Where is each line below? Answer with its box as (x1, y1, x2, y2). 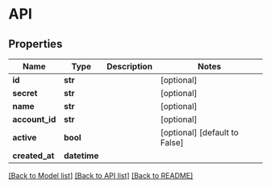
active (12, 132, 37, 143)
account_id (12, 114, 56, 125)
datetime (64, 150, 99, 161)
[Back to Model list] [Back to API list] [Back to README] (8, 171, 194, 180)
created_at (12, 150, 55, 161)
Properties (8, 37, 63, 51)
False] (160, 137, 184, 148)
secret (12, 88, 38, 98)
